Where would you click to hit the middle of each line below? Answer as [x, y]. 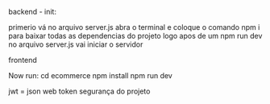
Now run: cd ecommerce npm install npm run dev [91, 75]
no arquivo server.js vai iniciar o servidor [76, 44]
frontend [23, 60]
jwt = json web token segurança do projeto [79, 91]
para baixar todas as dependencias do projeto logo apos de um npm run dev [135, 36]
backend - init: [32, 12]
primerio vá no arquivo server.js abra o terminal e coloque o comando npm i [134, 27]
